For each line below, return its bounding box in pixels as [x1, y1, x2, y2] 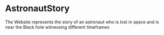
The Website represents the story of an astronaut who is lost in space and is [5, 19, 159, 25]
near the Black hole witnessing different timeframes [5, 24, 109, 30]
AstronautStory [5, 3, 70, 14]
